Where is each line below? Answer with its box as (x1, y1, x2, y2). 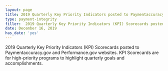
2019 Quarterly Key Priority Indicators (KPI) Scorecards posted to (5, 44, 140, 50)
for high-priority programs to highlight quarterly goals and (5, 55, 125, 60)
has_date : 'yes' (5, 30, 39, 35)
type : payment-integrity (5, 16, 57, 21)
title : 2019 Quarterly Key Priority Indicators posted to (5, 12, 128, 17)
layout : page (5, 7, 32, 12)
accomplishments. (5, 60, 43, 66)
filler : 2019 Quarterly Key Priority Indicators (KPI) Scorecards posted (5, 21, 164, 26)
